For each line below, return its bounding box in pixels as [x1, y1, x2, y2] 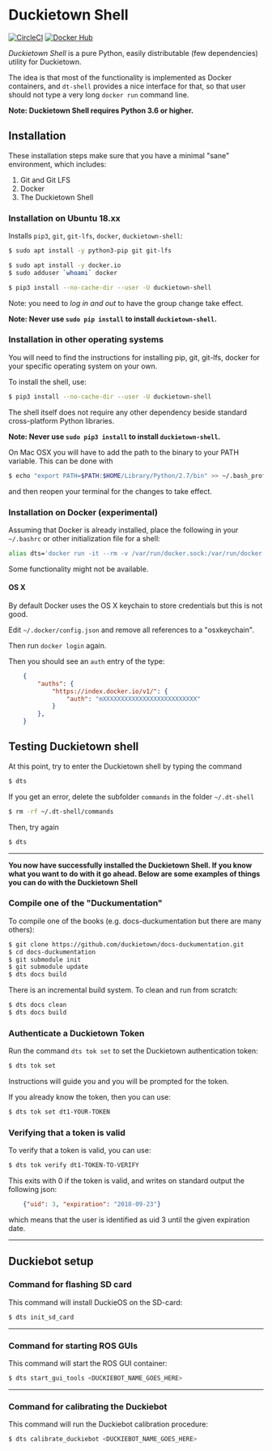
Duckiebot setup [8, 1255, 95, 1268]
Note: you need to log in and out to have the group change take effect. [8, 298, 244, 308]
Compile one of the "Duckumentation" [8, 898, 164, 909]
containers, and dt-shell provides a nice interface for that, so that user [8, 81, 246, 91]
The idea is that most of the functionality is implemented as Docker [8, 72, 232, 82]
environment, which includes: [8, 159, 107, 169]
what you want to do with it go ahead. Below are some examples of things [8, 868, 261, 878]
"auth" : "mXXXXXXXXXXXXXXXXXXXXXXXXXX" [66, 695, 201, 703]
